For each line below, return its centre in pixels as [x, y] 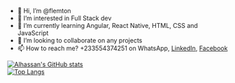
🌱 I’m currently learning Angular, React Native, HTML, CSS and [107, 25]
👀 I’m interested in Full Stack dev [64, 18]
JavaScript [33, 33]
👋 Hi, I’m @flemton [44, 11]
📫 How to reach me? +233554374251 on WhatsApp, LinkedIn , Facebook [122, 48]
